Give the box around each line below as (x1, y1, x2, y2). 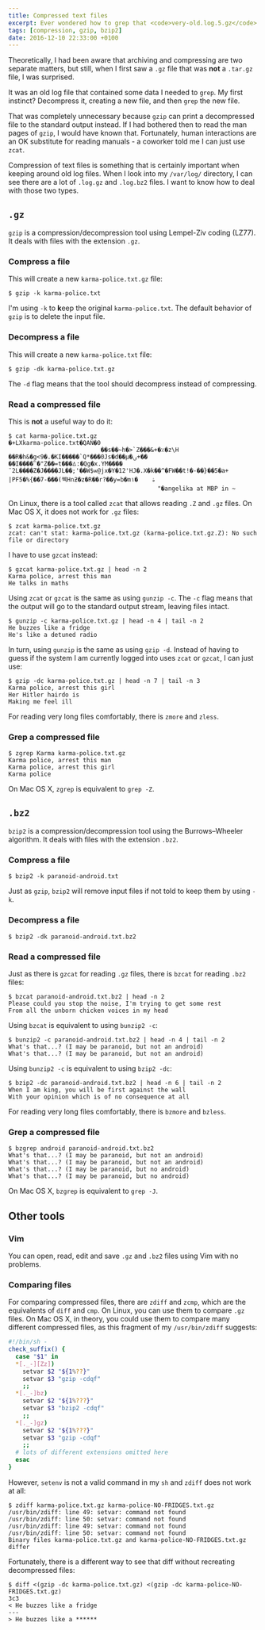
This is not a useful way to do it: (8, 416, 113, 426)
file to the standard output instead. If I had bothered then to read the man (8, 120, 248, 129)
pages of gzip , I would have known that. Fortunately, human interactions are (8, 128, 257, 138)
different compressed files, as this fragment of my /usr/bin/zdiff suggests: (8, 1322, 258, 1333)
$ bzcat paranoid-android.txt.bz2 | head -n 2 (8, 992, 165, 1000)
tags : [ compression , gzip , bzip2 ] (8, 26, 123, 34)
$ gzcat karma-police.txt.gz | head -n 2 (8, 565, 148, 573)
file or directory (8, 536, 69, 544)
